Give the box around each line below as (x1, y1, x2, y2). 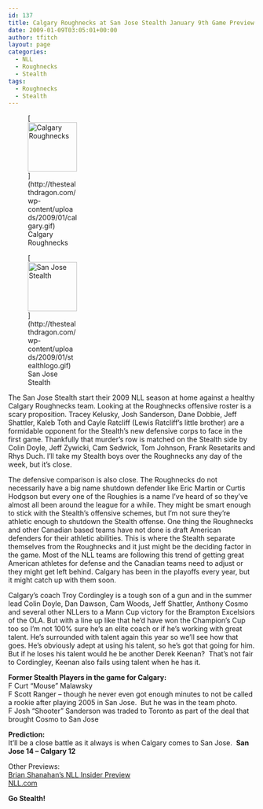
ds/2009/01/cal (27, 213, 77, 223)
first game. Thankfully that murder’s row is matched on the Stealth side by (8, 434, 247, 445)
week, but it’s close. (8, 460, 72, 469)
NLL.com (8, 778, 38, 788)
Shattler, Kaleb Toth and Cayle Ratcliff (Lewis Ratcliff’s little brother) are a (8, 418, 245, 427)
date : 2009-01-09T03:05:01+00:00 (8, 26, 118, 34)
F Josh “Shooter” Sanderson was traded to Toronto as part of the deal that (8, 706, 250, 716)
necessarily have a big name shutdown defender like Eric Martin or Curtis (8, 483, 246, 493)
